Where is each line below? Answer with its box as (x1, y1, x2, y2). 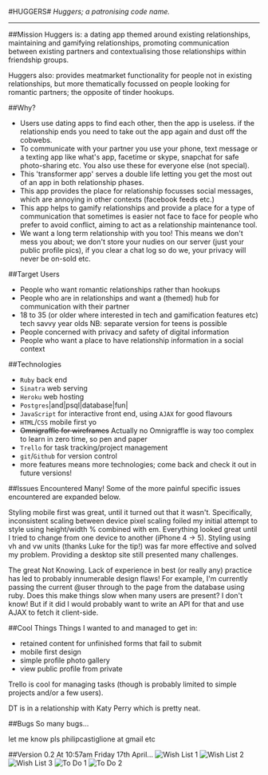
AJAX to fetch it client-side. (8, 608, 99, 617)
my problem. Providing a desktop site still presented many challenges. (8, 550, 238, 559)
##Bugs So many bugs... (8, 719, 89, 728)
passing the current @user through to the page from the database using (8, 582, 245, 592)
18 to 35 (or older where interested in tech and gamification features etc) (19, 310, 259, 320)
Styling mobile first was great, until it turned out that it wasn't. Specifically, (8, 508, 253, 517)
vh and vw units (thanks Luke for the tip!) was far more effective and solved (8, 541, 257, 551)
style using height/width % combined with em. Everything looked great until (8, 525, 258, 533)
